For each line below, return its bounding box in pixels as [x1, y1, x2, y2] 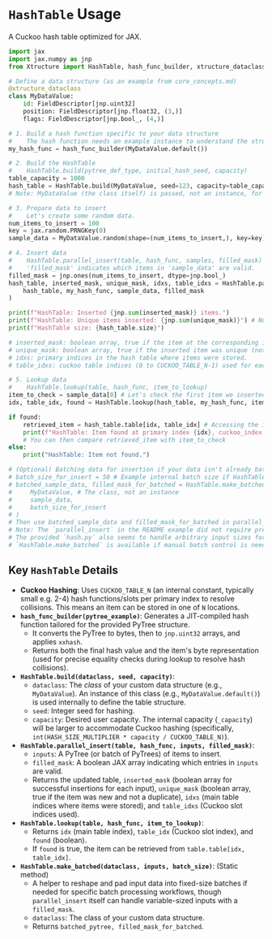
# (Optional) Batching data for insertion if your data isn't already [8, 466, 252, 474]
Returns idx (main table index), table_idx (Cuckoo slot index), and [32, 826, 253, 836]
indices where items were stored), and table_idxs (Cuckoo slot [32, 800, 243, 810]
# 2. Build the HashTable [8, 159, 96, 167]
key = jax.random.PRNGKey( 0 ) [8, 226, 107, 235]
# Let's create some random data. [8, 212, 136, 220]
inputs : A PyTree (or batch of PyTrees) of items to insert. [32, 748, 222, 759]
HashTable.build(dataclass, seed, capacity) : [19, 671, 176, 681]
